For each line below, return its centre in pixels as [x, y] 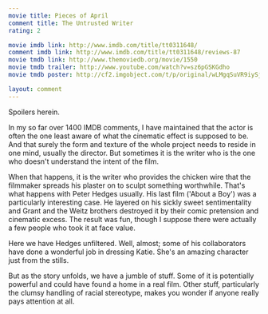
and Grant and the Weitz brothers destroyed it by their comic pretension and [134, 211]
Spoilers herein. [34, 112]
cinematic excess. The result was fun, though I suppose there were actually [132, 219]
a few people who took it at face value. [72, 228]
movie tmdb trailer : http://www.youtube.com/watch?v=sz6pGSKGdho [119, 68]
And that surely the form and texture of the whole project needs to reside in [132, 144]
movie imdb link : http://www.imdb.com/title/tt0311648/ [103, 45]
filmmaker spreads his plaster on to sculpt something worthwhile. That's [127, 185]
